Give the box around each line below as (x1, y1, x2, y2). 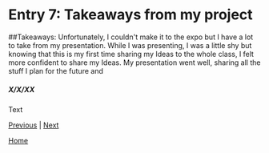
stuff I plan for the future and (8, 66, 104, 75)
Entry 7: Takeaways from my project (8, 6, 254, 24)
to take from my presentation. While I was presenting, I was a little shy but (8, 40, 252, 50)
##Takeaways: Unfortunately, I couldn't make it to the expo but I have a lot (8, 32, 254, 42)
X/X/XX (8, 84, 35, 94)
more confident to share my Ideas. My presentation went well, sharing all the (8, 58, 261, 67)
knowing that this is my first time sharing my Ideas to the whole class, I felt (8, 49, 255, 58)
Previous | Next (8, 120, 59, 130)
